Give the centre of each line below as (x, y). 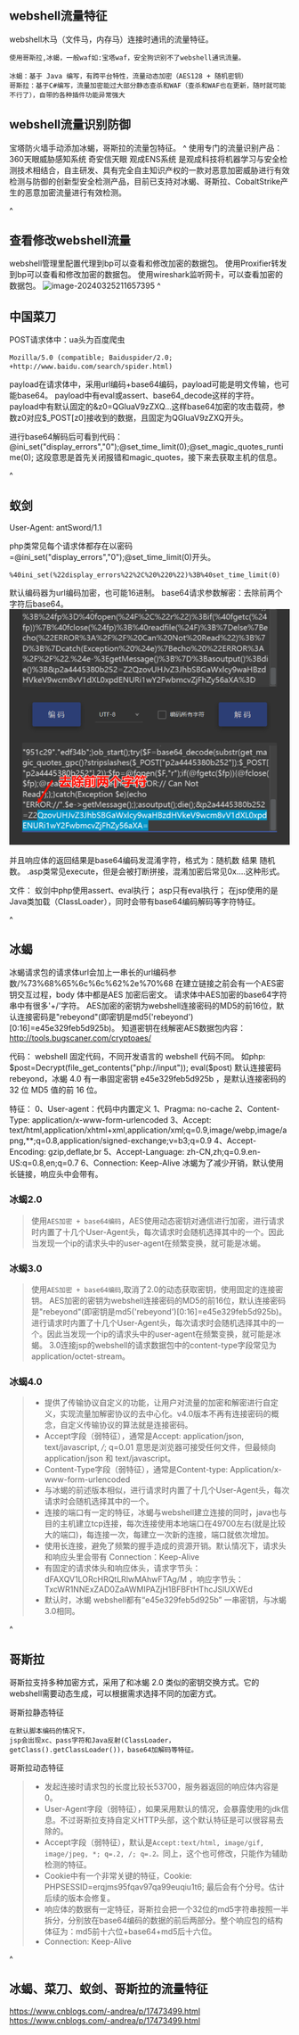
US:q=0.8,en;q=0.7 (44, 1163)
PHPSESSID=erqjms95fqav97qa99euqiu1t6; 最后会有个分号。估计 (164, 1887)
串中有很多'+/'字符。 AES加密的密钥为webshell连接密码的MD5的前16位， (143, 1006)
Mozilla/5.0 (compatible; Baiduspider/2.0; (91, 358)
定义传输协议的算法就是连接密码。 (130, 1425)
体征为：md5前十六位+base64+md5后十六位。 (130, 1932)
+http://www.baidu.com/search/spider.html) (91, 367)
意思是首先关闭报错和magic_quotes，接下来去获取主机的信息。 (166, 457)
